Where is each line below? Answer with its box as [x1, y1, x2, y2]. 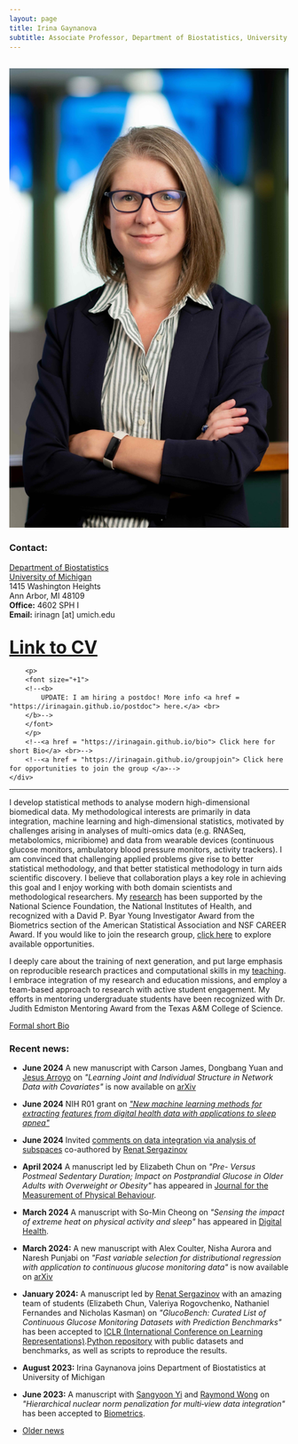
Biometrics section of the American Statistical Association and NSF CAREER [9, 920, 286, 930]
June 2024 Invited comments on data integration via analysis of [21, 1135, 256, 1145]
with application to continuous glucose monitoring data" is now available [21, 1262, 289, 1272]
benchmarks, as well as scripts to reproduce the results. [21, 1345, 228, 1356]
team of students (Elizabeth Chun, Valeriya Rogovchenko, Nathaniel [21, 1298, 270, 1309]
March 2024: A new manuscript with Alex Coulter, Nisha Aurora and [21, 1243, 272, 1254]
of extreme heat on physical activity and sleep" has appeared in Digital [21, 1217, 282, 1227]
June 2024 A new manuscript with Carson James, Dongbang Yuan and [21, 1063, 284, 1073]
